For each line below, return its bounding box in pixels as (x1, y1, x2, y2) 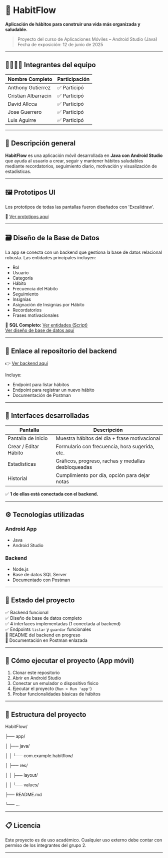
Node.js (12, 566, 29, 572)
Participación (57, 75, 90, 82)
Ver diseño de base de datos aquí (5, 327, 74, 333)
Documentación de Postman (12, 392, 71, 398)
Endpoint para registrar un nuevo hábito (12, 387, 95, 393)
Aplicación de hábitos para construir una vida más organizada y (5, 21, 141, 27)
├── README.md (5, 792, 42, 798)
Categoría (12, 275, 33, 281)
